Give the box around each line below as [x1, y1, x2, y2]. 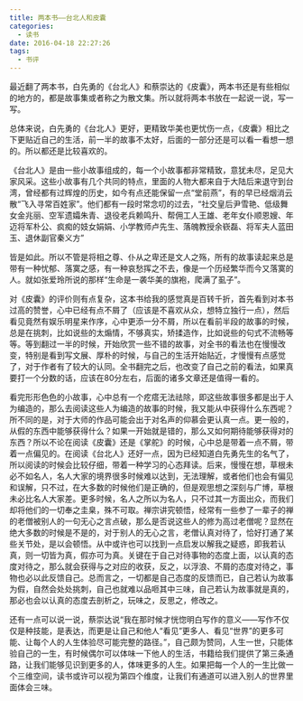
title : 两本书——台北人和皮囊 [9, 13, 106, 23]
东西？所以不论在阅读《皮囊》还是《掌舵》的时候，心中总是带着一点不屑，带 [9, 437, 294, 447]
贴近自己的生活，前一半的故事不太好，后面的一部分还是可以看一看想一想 [24, 135, 294, 145]
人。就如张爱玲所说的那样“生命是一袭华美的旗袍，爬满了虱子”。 [9, 275, 246, 285]
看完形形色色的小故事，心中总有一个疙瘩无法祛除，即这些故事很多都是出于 [9, 392, 286, 402]
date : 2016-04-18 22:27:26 [9, 38, 111, 48]
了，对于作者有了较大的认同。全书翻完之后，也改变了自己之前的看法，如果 [9, 361, 286, 371]
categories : [9, 22, 54, 31]
